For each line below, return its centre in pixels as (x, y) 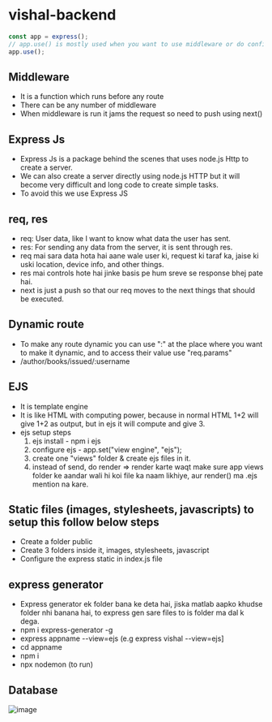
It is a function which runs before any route (92, 97)
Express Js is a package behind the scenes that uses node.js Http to (134, 159)
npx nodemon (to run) (56, 664)
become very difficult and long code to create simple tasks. (119, 185)
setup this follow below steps (84, 523)
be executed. (42, 299)
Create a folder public (56, 542)
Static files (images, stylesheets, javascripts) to (132, 510)
